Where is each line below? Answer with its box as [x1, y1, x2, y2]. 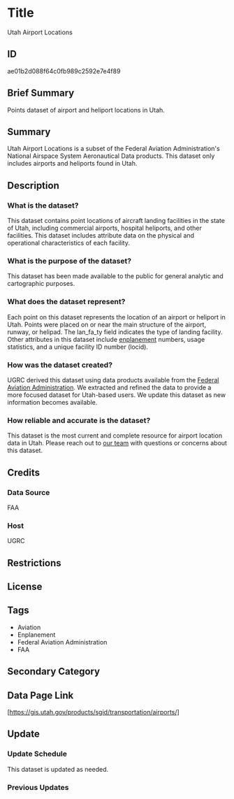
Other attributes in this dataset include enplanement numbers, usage [7, 335, 205, 343]
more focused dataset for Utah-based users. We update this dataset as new [7, 390, 226, 399]
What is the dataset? [7, 201, 79, 210]
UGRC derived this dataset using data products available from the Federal [7, 375, 219, 384]
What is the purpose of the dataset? [7, 256, 131, 266]
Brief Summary [7, 87, 75, 99]
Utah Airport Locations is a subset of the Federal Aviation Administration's [7, 145, 220, 153]
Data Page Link [7, 689, 74, 701]
